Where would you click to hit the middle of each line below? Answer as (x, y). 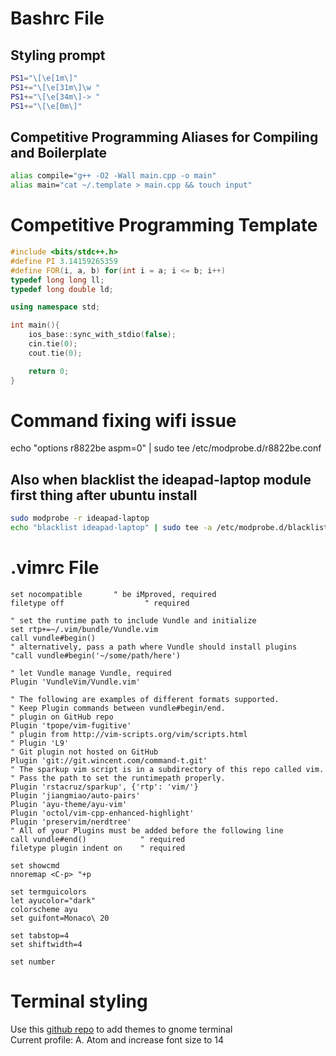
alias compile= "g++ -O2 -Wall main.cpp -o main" (113, 176)
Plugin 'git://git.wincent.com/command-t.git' (109, 760)
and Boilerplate (58, 152)
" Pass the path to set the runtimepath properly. (118, 778)
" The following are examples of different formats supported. (145, 699)
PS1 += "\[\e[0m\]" (46, 106)
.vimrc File (55, 568)
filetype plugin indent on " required (98, 848)
